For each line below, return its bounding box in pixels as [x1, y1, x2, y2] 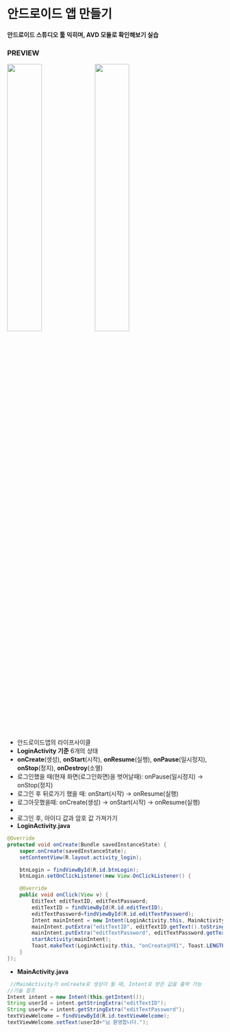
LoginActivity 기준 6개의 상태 [16, 747, 99, 755]
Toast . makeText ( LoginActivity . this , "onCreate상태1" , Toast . [31, 942, 207, 949]
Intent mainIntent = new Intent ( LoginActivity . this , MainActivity [31, 917, 225, 924]
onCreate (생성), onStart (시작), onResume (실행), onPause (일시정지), [16, 755, 207, 764]
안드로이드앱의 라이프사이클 [16, 738, 91, 746]
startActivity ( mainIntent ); [31, 936, 112, 943]
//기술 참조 [7, 987, 36, 994]
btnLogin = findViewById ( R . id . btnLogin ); [19, 866, 139, 873]
